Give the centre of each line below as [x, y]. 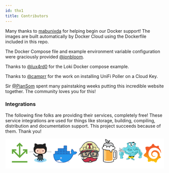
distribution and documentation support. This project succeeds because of [83, 126]
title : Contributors [27, 16]
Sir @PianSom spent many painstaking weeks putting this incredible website [84, 86]
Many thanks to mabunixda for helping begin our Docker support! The [78, 31]
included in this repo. [27, 41]
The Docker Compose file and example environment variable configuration [83, 51]
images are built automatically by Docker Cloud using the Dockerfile [76, 36]
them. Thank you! [23, 131]
